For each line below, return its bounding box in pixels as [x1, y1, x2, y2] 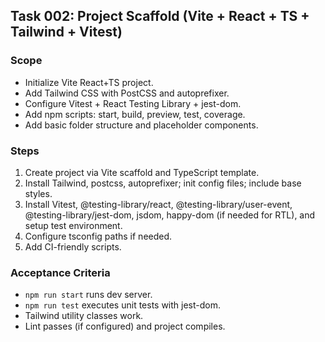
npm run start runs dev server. [24, 289, 153, 301]
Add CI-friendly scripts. [24, 240, 122, 253]
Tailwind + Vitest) [10, 24, 123, 41]
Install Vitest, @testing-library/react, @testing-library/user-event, [24, 198, 293, 210]
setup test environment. [24, 219, 123, 231]
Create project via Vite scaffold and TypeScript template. [24, 166, 260, 178]
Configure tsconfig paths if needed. [24, 230, 173, 242]
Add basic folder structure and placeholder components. [24, 119, 259, 131]
